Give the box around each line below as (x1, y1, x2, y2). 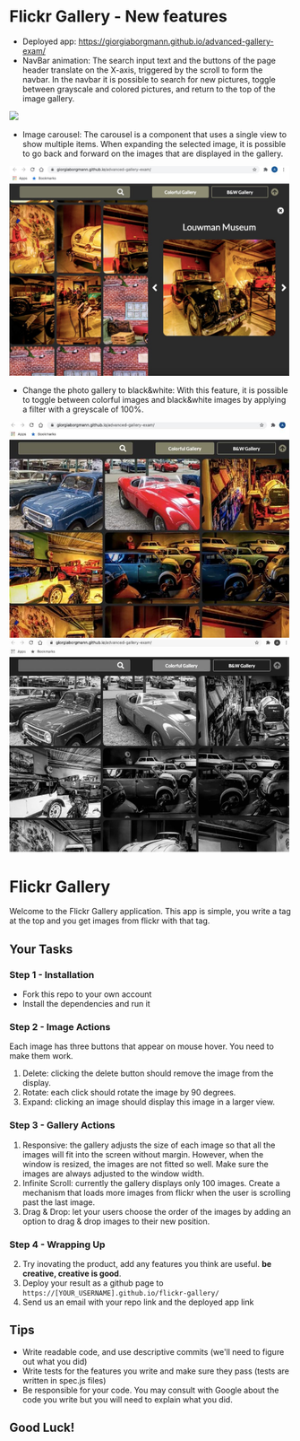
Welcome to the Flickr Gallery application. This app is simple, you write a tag (9, 906, 291, 917)
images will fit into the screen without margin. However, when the (21, 1148, 264, 1159)
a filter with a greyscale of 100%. (21, 404, 144, 415)
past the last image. (21, 1196, 96, 1208)
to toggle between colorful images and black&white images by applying (21, 394, 287, 405)
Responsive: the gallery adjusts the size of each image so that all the (21, 1140, 276, 1150)
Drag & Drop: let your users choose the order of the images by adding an (21, 1206, 291, 1217)
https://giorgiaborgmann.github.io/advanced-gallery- (78, 36, 275, 47)
